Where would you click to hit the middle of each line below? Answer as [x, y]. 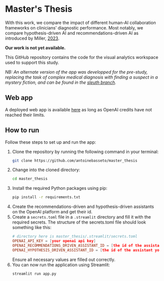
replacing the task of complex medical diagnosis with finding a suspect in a [82, 77]
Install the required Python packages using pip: [60, 188]
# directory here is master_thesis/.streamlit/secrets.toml [75, 236]
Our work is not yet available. [35, 48]
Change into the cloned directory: [46, 170]
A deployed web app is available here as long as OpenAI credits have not [79, 109]
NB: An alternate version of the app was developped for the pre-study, [76, 72]
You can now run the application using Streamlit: [61, 265]
